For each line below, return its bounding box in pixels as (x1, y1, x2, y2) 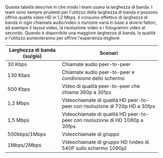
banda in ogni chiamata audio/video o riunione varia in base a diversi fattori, (5, 19, 157, 25)
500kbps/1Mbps (7, 131, 46, 138)
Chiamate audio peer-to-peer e (62, 69, 135, 75)
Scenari (99, 50, 118, 56)
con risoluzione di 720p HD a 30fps (73, 103, 155, 109)
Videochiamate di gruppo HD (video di (62, 139, 149, 145)
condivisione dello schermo (62, 75, 125, 82)
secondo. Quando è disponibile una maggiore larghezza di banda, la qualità (5, 30, 156, 35)
